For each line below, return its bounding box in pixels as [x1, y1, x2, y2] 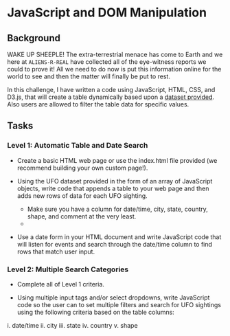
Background [7, 32, 60, 44]
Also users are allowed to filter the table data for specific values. [7, 100, 189, 108]
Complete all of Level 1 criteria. [16, 280, 105, 288]
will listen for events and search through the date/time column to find [16, 240, 213, 248]
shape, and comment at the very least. [27, 212, 137, 221]
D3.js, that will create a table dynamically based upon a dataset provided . [7, 93, 215, 101]
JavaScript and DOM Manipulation [7, 5, 207, 21]
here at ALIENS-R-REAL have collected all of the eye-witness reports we [7, 58, 207, 66]
